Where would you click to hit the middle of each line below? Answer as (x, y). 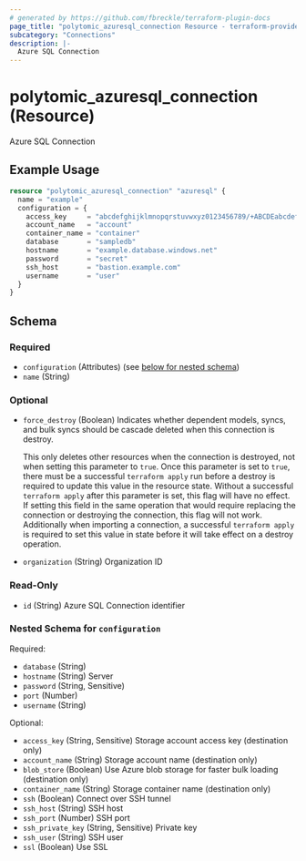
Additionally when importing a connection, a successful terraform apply (158, 525)
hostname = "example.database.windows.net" (122, 251)
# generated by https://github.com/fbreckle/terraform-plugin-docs (140, 18)
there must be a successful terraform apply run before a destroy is (149, 477)
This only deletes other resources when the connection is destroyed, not (159, 457)
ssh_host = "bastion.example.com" (103, 267)
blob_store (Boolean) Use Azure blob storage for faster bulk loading (150, 769)
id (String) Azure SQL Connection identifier (104, 605)
